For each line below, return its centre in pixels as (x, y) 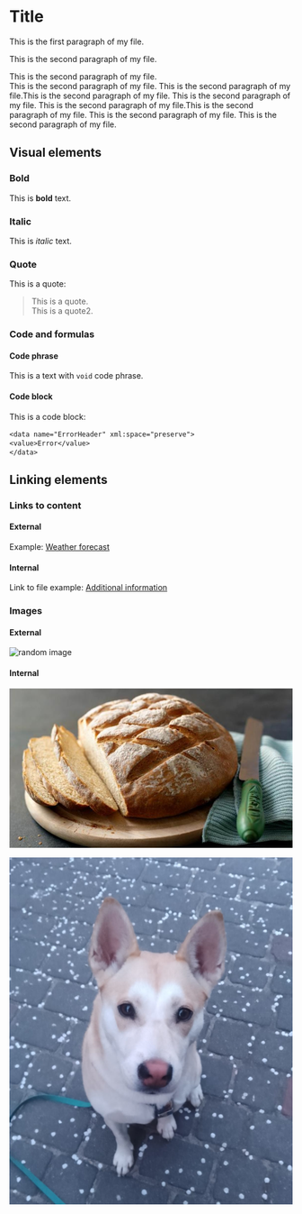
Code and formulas (52, 334)
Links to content (45, 505)
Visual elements (55, 153)
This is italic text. (40, 241)
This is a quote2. (62, 311)
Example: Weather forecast (60, 547)
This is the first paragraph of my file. (77, 41)
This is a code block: (48, 416)
